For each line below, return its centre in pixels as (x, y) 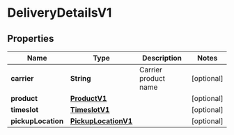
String (81, 78)
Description (162, 58)
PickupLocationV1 (101, 121)
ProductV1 (88, 98)
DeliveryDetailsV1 (60, 13)
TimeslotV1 (90, 110)
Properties (31, 39)
